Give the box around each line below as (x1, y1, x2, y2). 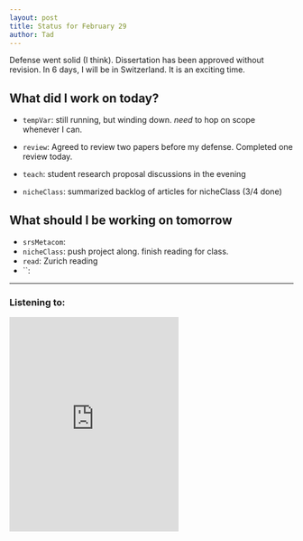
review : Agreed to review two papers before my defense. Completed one (22, 142, 293, 153)
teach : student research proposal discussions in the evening (22, 169, 246, 180)
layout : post (9, 13, 59, 23)
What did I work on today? (9, 90, 160, 106)
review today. (22, 151, 73, 163)
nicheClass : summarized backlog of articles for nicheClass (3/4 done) (22, 186, 282, 197)
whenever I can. (22, 124, 83, 135)
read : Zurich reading (22, 256, 98, 266)
